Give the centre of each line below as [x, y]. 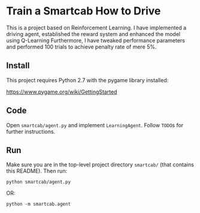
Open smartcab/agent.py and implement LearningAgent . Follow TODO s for [95, 125]
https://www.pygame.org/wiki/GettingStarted [62, 92]
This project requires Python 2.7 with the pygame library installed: [87, 80]
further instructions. [31, 131]
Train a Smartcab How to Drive [84, 11]
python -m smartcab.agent [38, 204]
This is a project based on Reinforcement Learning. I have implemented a [96, 28]
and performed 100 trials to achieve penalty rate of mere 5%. [81, 47]
